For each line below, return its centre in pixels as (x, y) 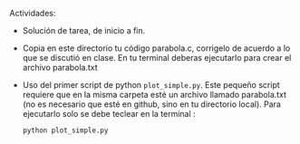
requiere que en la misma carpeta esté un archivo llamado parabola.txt (155, 95)
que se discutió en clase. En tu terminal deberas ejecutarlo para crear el (157, 58)
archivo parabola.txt (60, 67)
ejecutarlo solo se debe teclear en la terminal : (109, 114)
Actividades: (33, 13)
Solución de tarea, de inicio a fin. (84, 30)
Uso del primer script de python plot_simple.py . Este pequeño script (151, 85)
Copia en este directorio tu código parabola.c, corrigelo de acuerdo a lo (156, 48)
